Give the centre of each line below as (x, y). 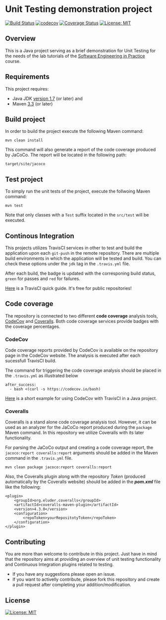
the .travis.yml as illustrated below (42, 376)
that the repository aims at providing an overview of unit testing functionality (83, 559)
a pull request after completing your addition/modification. (72, 585)
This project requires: (27, 89)
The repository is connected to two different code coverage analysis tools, (82, 316)
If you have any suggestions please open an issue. (64, 574)
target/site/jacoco (25, 164)
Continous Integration (40, 236)
